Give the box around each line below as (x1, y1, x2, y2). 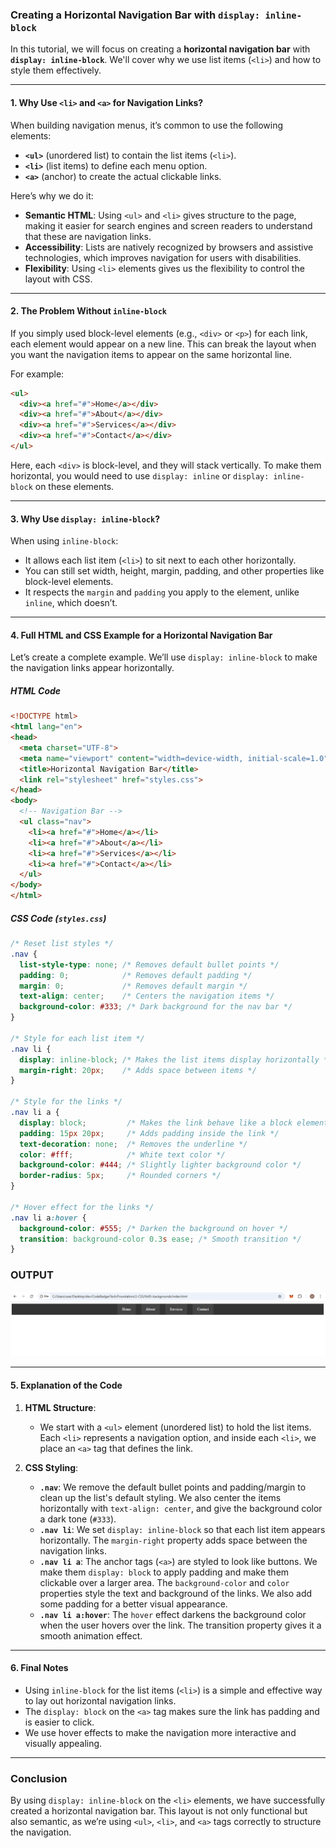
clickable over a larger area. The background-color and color (39, 1576, 290, 1588)
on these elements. (34, 480, 115, 492)
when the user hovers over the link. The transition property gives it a (39, 1619, 322, 1631)
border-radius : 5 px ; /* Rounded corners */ (19, 1171, 222, 1181)
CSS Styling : (24, 1461, 79, 1473)
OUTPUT (10, 1268, 54, 1282)
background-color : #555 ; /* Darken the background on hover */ (19, 1223, 288, 1233)
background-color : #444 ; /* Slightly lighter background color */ (19, 1160, 302, 1170)
